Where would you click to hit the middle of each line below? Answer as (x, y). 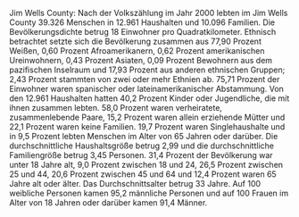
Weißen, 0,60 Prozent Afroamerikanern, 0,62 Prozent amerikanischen (137, 51)
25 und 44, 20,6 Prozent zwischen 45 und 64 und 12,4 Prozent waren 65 (143, 174)
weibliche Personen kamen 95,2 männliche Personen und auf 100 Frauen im (149, 193)
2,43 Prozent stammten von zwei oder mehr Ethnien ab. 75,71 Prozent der (145, 79)
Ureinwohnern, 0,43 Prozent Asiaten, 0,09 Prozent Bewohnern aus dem (141, 60)
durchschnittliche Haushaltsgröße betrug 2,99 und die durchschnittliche (142, 146)
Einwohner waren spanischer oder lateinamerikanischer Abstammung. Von (146, 89)
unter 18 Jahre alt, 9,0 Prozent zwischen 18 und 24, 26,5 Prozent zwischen (146, 165)
